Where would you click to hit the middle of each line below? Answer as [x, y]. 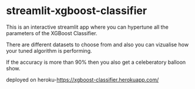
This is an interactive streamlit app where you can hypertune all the [87, 27]
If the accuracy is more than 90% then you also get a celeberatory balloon [96, 62]
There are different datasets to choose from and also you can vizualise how [97, 44]
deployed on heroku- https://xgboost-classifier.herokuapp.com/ [83, 80]
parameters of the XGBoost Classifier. [52, 33]
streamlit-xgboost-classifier [77, 11]
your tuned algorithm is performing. [49, 50]
